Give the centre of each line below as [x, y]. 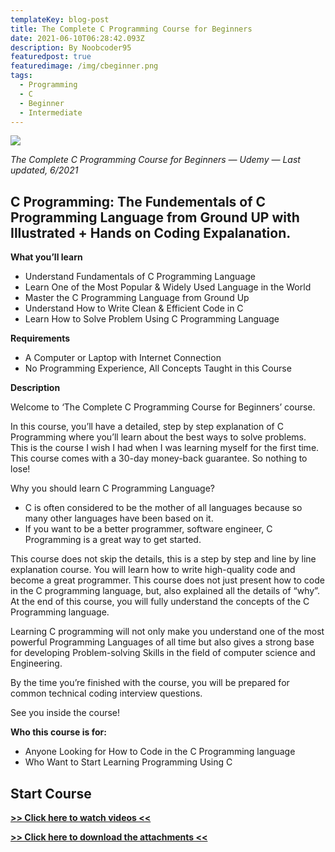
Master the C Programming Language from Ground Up [137, 298]
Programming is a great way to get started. [113, 540]
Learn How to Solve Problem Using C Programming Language [152, 319]
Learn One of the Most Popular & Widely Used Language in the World [168, 287]
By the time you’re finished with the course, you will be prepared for [150, 683]
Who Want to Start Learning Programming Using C [128, 762]
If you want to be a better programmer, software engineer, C [148, 529]
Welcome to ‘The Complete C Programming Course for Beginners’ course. [163, 407]
